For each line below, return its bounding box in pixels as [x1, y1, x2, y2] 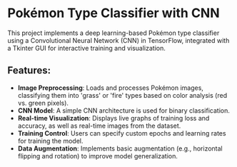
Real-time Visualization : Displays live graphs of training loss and [17, 113, 210, 122]
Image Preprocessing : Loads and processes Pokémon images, [17, 83, 203, 92]
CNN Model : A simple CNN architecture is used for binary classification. [17, 106, 230, 115]
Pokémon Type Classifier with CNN [7, 5, 220, 21]
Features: [7, 64, 51, 76]
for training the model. [17, 136, 84, 145]
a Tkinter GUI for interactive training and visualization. [7, 44, 166, 52]
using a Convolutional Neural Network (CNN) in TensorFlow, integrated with [7, 36, 230, 44]
